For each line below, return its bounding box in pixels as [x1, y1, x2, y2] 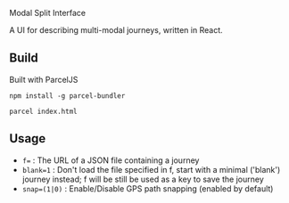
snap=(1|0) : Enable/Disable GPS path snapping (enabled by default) [21, 183, 274, 194]
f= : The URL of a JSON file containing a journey [21, 155, 200, 166]
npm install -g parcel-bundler [9, 91, 126, 101]
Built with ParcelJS [9, 74, 78, 85]
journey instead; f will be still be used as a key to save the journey [21, 174, 265, 184]
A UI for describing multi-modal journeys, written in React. [9, 25, 223, 35]
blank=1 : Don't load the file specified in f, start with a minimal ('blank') [21, 164, 281, 175]
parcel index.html [9, 107, 78, 116]
